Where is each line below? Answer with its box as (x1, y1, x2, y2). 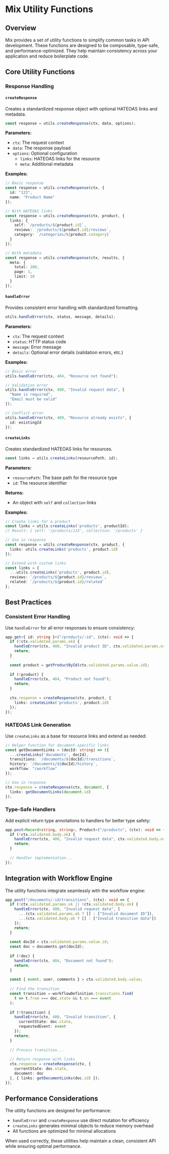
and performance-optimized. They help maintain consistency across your (5, 48, 157, 54)
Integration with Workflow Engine (5, 874, 113, 883)
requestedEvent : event (18, 1024, 66, 1029)
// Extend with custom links (5, 560, 66, 566)
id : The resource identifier (12, 480, 67, 486)
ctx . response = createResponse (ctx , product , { (10, 695, 112, 700)
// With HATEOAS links (5, 208, 53, 214)
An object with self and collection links (12, 499, 97, 505)
